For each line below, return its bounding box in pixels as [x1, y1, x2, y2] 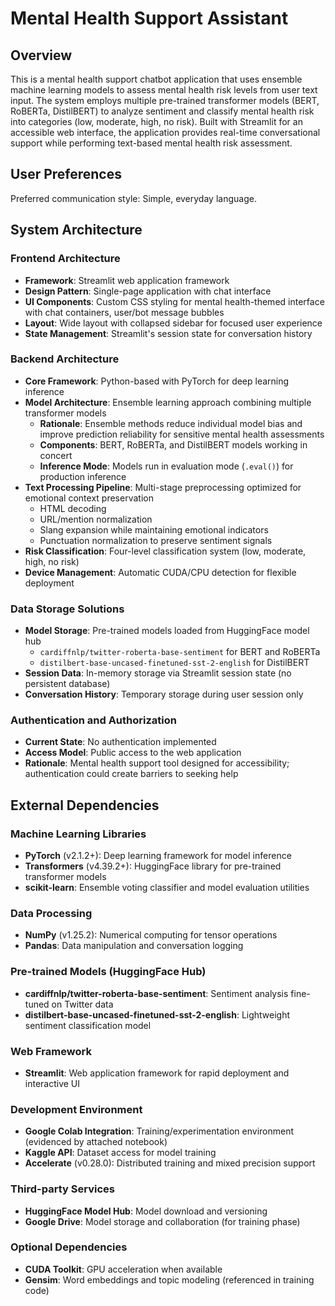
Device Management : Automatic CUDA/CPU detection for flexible [24, 566, 297, 578]
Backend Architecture [10, 352, 120, 366]
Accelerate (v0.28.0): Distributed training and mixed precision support [24, 1157, 316, 1169]
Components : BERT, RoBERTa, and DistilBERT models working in [39, 438, 308, 451]
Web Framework [10, 1044, 92, 1058]
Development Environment [10, 1102, 143, 1116]
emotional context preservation [24, 492, 154, 504]
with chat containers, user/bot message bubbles [24, 306, 225, 318]
